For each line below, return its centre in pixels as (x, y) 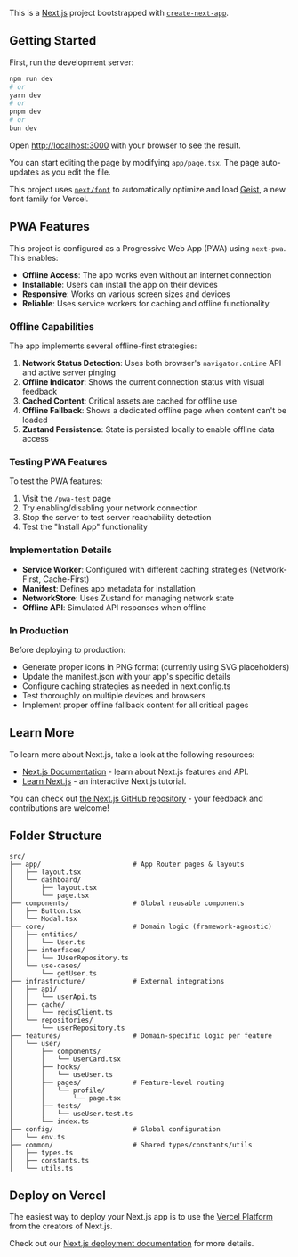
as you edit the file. (76, 172)
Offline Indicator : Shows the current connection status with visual (143, 382)
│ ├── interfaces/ (48, 950)
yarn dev (25, 95)
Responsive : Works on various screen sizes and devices (126, 294)
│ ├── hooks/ (45, 1067)
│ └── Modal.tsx (43, 918)
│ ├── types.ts (41, 1153)
